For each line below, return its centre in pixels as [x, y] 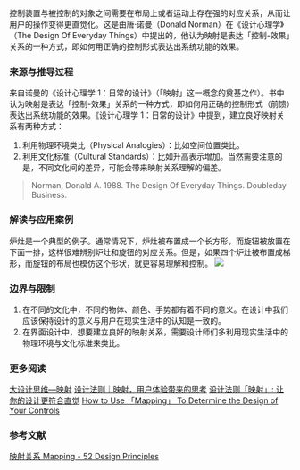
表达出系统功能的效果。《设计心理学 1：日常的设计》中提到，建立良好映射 [143, 115]
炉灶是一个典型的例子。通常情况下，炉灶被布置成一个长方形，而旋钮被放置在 [150, 241]
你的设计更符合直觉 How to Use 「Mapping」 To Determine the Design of [144, 400]
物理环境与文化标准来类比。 [73, 342]
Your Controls [34, 411]
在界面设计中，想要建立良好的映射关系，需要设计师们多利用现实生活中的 [155, 332]
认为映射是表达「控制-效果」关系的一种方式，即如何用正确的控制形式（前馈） [150, 104]
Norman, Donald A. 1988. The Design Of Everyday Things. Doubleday [159, 186]
